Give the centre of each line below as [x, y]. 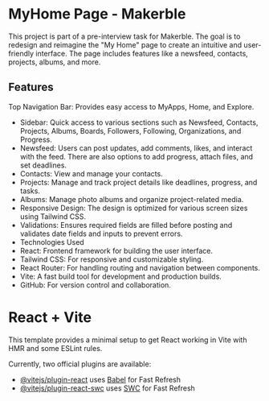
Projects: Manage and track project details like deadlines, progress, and [139, 182]
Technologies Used [52, 242]
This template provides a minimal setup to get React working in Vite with [128, 340]
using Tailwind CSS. [53, 216]
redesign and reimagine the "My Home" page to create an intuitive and [125, 44]
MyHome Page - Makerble [97, 14]
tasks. [30, 191]
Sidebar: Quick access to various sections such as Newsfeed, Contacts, [139, 122]
